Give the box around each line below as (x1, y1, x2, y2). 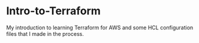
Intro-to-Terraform (6, 4, 101, 18)
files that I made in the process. (6, 30, 84, 37)
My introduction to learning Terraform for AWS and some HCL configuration (6, 24, 194, 31)
